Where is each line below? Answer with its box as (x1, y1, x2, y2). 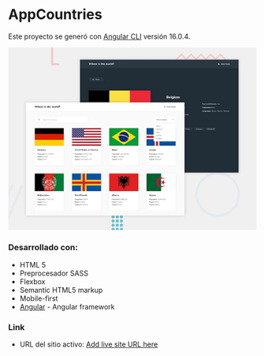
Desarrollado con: (8, 242, 79, 253)
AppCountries (8, 6, 102, 24)
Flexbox (19, 276, 46, 286)
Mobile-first (19, 294, 58, 303)
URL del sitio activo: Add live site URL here (19, 339, 158, 349)
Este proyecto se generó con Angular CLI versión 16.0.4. (8, 32, 191, 41)
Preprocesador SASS (19, 268, 89, 278)
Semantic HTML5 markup (19, 285, 103, 294)
